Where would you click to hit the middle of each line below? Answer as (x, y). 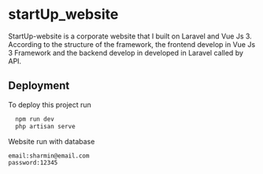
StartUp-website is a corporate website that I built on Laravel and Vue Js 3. (130, 36)
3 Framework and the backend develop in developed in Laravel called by (126, 53)
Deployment (39, 86)
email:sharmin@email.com (49, 156)
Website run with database (52, 141)
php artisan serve (46, 126)
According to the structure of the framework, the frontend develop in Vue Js (132, 44)
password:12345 (33, 163)
